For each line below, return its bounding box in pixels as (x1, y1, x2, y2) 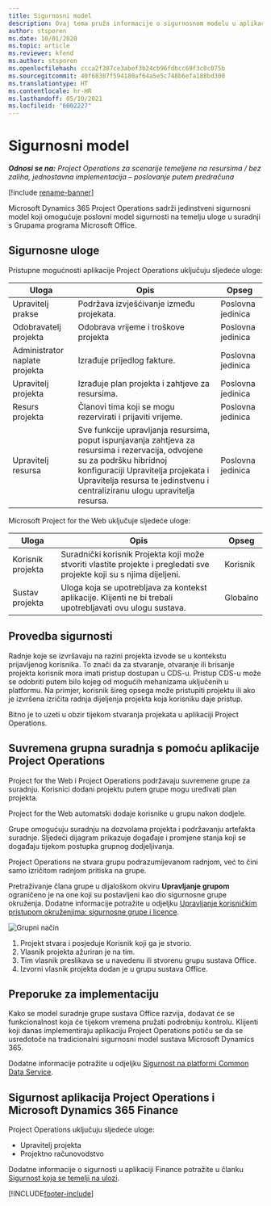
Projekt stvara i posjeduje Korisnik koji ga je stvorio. (19, 938, 192, 948)
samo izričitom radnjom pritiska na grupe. (8, 865, 147, 875)
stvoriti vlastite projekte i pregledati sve (60, 558, 210, 569)
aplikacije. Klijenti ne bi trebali (60, 591, 173, 603)
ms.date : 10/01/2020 (8, 34, 78, 43)
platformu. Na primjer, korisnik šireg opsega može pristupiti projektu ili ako (8, 685, 256, 695)
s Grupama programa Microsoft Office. (8, 221, 137, 230)
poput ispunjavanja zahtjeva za (77, 434, 195, 445)
